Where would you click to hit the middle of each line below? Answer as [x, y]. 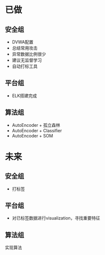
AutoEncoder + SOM [33, 136]
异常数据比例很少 [29, 54]
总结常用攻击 [25, 48]
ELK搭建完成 [24, 96]
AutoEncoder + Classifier [37, 130]
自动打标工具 [25, 66]
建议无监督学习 [27, 60]
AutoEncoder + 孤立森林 [36, 125]
